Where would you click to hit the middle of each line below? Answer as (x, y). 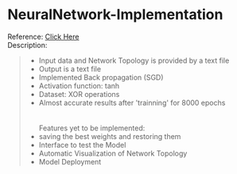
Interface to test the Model (82, 145)
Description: (27, 44)
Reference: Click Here (43, 37)
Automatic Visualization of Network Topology (113, 153)
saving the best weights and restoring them (110, 136)
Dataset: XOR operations (79, 94)
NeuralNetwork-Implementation (115, 15)
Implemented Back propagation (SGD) (101, 77)
